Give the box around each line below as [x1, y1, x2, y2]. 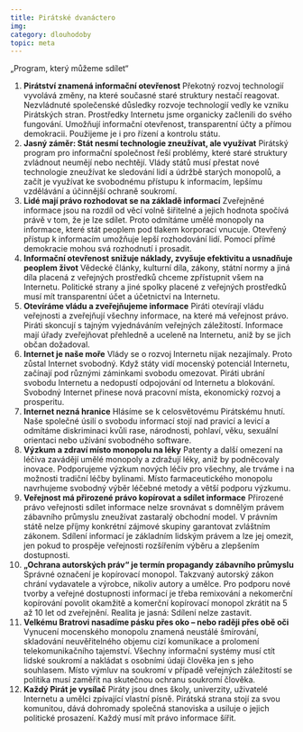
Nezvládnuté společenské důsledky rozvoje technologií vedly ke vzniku [23, 100, 289, 111]
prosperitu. [23, 397, 65, 407]
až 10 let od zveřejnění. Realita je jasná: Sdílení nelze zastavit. [23, 608, 252, 618]
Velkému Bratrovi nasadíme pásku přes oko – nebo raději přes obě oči [23, 617, 289, 627]
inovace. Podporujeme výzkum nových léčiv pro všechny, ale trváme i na [23, 463, 295, 474]
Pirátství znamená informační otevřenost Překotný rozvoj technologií [23, 80, 284, 91]
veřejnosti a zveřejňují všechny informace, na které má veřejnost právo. [23, 310, 289, 321]
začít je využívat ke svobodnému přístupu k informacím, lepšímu [23, 177, 262, 188]
